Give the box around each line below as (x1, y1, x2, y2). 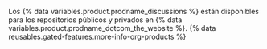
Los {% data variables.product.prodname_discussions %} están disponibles (8, 7, 260, 16)
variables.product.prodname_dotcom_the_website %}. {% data (8, 24, 216, 32)
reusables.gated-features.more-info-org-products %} (8, 32, 187, 41)
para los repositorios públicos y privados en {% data (8, 15, 183, 24)
